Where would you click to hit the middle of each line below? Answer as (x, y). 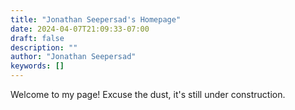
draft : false (37, 38)
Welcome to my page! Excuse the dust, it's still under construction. (148, 94)
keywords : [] (37, 66)
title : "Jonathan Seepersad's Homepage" (96, 19)
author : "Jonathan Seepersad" (73, 57)
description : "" (44, 47)
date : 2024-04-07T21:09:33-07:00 (80, 29)
